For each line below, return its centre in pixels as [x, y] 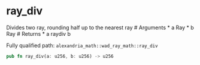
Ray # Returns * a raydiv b [38, 33]
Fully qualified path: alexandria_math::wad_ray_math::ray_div [82, 45]
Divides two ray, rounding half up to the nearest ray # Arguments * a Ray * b [100, 27]
